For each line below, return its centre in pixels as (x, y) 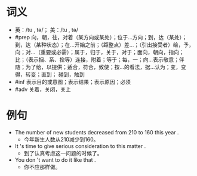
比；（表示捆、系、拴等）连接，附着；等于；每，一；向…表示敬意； (97, 59)
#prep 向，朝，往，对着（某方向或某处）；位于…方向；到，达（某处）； (101, 37)
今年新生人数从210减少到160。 (61, 139)
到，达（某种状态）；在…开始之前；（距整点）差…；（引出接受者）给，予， (104, 45)
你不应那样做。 (42, 166)
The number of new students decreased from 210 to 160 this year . (97, 132)
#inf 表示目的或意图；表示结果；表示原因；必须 (73, 81)
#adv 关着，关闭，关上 (43, 89)
